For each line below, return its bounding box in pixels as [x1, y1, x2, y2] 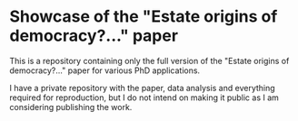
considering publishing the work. [9, 101, 133, 112]
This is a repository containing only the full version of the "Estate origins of [9, 55, 290, 66]
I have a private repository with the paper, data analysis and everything [9, 82, 275, 93]
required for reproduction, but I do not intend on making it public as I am [9, 92, 280, 103]
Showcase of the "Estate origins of [9, 6, 278, 27]
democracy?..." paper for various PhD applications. [9, 65, 201, 76]
